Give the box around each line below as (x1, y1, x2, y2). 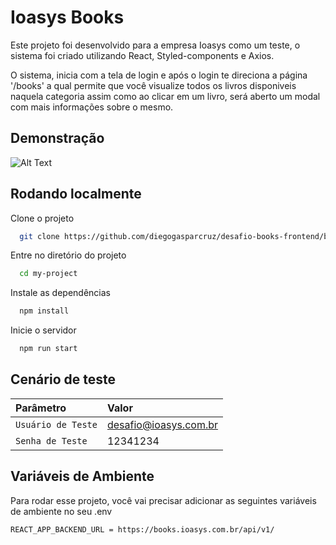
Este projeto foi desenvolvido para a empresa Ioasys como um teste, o (10, 39, 301, 51)
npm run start (19, 344, 78, 354)
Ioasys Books (10, 6, 125, 29)
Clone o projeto (10, 212, 75, 224)
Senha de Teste (15, 435, 88, 446)
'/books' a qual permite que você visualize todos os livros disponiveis (10, 79, 297, 91)
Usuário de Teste (15, 419, 98, 430)
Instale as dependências (10, 287, 111, 299)
